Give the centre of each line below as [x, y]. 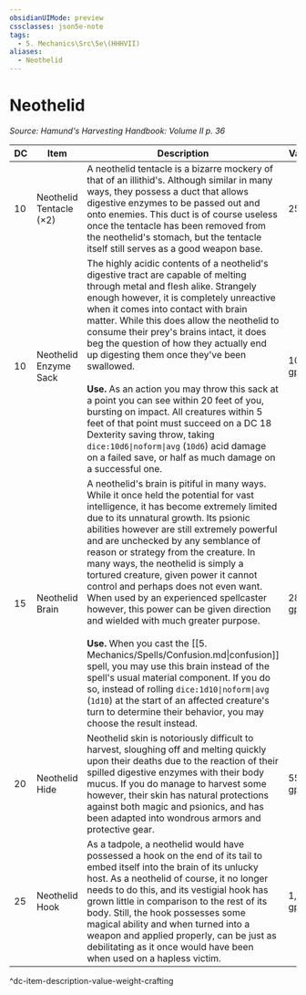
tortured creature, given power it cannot [172, 574]
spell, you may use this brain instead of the [178, 665]
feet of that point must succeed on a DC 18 [179, 423]
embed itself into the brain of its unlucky [173, 866]
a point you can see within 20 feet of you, [175, 400]
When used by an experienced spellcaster [176, 597]
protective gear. [120, 829]
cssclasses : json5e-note [56, 26]
